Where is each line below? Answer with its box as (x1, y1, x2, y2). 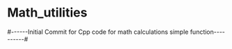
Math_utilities (7, 5, 88, 21)
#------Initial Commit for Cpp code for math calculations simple (7, 28, 189, 36)
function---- (190, 28, 226, 36)
